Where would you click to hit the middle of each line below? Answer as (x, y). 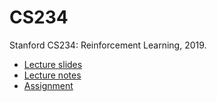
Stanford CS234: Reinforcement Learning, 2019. (108, 45)
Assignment (48, 85)
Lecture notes (52, 75)
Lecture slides (53, 64)
